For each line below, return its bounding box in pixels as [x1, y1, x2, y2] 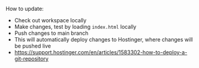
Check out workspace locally [14, 17, 87, 23]
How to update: [5, 5, 44, 12]
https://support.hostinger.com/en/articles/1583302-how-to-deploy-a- [14, 49, 188, 56]
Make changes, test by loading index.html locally [14, 23, 136, 30]
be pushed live [14, 42, 52, 49]
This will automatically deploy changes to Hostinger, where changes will [14, 36, 193, 43]
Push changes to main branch [14, 29, 88, 37]
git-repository [14, 55, 49, 62]
